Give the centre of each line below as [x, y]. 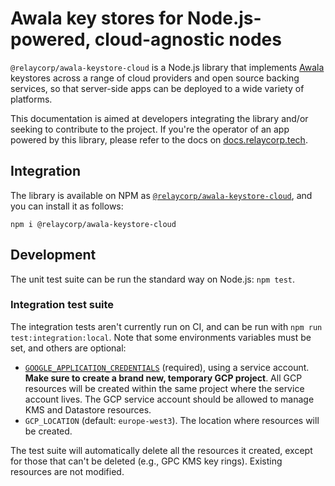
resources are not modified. [67, 471]
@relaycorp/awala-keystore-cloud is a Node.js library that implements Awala [167, 67]
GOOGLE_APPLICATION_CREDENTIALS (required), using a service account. [167, 367]
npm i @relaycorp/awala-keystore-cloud [93, 224]
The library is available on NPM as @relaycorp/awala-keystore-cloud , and [161, 195]
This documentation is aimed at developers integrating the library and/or [159, 118]
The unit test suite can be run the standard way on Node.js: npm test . [153, 279]
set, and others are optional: [68, 348]
